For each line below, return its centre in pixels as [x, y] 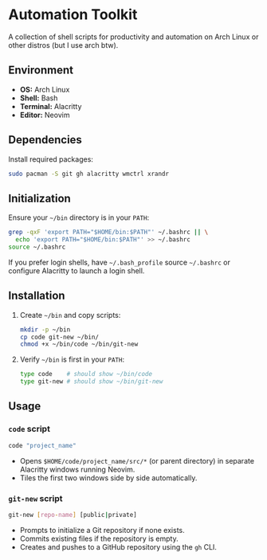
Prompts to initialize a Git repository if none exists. [102, 530]
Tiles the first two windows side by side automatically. [108, 478]
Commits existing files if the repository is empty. [99, 538]
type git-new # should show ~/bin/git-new [91, 382]
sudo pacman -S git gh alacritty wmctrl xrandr [89, 174]
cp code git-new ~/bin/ [59, 337]
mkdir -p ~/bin [45, 329]
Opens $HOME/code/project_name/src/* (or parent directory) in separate [137, 460]
